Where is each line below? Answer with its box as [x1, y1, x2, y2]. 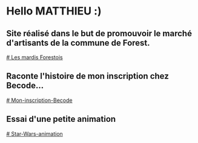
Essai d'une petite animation [6, 114, 116, 124]
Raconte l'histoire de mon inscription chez [6, 71, 170, 81]
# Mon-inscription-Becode [6, 97, 73, 104]
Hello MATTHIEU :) [6, 4, 102, 18]
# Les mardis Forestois [6, 54, 63, 61]
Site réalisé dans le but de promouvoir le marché [6, 28, 193, 39]
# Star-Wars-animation [6, 130, 64, 137]
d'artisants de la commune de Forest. [6, 37, 150, 48]
